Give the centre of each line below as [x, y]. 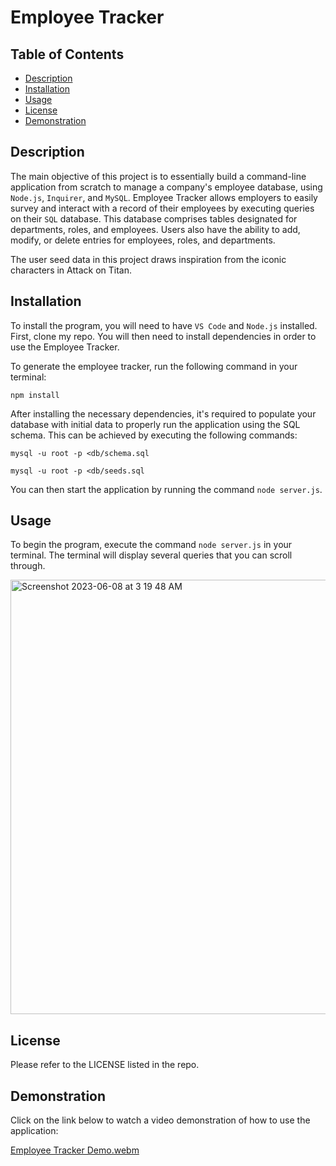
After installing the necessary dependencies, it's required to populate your [163, 413]
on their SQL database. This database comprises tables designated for [154, 218]
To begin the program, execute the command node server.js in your [151, 545]
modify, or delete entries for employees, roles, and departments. [143, 240]
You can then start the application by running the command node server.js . [166, 489]
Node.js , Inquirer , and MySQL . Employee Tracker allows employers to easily [164, 197]
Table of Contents [67, 54]
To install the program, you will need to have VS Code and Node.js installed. [164, 325]
